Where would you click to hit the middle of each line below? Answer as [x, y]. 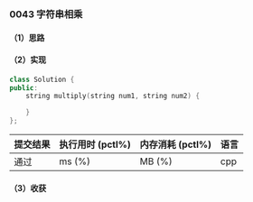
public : [24, 87]
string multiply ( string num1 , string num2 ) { [113, 96]
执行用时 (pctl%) [95, 144]
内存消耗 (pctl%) [176, 144]
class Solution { [42, 79]
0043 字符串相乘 [46, 14]
